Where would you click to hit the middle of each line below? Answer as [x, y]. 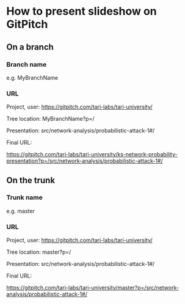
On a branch [30, 47]
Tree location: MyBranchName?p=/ [50, 119]
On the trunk [31, 180]
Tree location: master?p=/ [39, 252]
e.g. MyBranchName [32, 77]
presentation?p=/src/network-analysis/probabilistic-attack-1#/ [85, 161]
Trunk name [24, 197]
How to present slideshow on [82, 11]
